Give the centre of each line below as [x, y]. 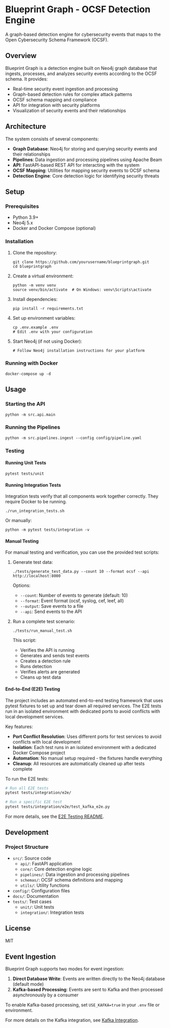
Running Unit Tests [26, 463]
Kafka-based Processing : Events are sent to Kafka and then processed [88, 990]
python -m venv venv [34, 285]
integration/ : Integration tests [52, 912]
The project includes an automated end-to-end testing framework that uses [84, 700]
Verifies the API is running [47, 650]
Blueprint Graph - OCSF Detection [78, 9]
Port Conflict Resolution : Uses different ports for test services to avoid [87, 736]
